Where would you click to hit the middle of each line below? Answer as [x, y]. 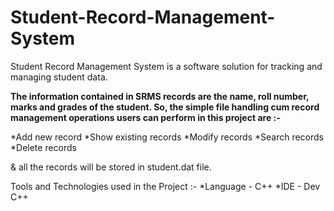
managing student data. [59, 77]
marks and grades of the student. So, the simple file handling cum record [165, 107]
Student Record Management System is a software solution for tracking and [166, 66]
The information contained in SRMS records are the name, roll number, [160, 96]
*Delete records [43, 147]
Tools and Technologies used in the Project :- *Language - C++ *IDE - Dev [165, 186]
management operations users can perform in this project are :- [145, 117]
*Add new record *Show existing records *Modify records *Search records [167, 137]
